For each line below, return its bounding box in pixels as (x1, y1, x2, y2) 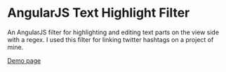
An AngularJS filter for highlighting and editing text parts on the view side (7, 28, 220, 36)
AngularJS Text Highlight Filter (7, 5, 190, 21)
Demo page (7, 56, 41, 64)
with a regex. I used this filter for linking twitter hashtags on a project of (7, 35, 214, 43)
